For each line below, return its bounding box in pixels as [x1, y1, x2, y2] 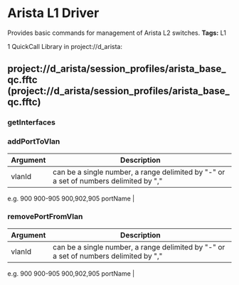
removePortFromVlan [7, 212, 83, 222]
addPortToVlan [7, 136, 60, 146]
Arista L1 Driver [7, 5, 100, 21]
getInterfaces [7, 117, 55, 127]
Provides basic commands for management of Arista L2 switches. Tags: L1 [7, 28, 226, 37]
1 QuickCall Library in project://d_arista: [7, 42, 123, 50]
